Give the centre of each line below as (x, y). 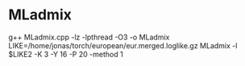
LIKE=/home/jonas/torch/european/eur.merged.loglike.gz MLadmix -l (123, 45)
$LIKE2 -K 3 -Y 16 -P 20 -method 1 (66, 54)
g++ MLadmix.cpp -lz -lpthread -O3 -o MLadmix (89, 37)
